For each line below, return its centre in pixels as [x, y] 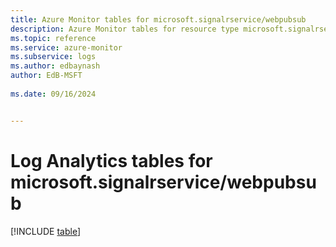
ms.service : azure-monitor [66, 47]
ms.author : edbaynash [55, 66]
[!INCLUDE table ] [46, 231]
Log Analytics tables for [111, 160]
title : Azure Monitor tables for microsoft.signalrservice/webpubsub [158, 19]
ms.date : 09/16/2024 [53, 94]
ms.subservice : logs [53, 57]
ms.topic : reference [53, 38]
